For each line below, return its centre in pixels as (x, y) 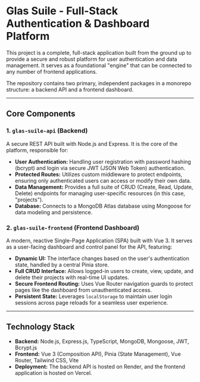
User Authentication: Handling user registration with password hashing (103, 161)
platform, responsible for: (37, 150)
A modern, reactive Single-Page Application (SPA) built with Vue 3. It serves (99, 240)
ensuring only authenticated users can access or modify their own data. (103, 180)
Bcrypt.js (26, 347)
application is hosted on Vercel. (53, 372)
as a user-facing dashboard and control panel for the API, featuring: (89, 247)
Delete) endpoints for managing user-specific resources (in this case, (100, 193)
